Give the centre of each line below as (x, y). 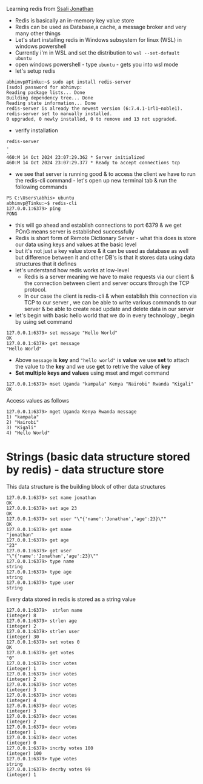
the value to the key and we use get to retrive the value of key (93, 367)
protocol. (35, 290)
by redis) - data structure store (85, 470)
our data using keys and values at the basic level (76, 244)
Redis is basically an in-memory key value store (75, 20)
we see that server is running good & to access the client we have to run (105, 174)
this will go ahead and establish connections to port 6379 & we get (98, 225)
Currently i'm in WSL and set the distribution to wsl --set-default (97, 53)
